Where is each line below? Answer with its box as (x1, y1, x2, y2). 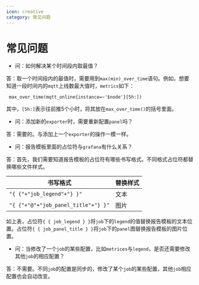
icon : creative (6, 8, 44, 15)
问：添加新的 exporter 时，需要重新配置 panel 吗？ (14, 118, 133, 125)
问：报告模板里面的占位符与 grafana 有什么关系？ (14, 143, 132, 150)
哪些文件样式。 (11, 163, 48, 170)
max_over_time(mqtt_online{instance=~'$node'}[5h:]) (8, 94, 143, 100)
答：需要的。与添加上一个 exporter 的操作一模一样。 (6, 131, 132, 138)
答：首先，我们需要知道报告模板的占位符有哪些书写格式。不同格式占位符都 (6, 156, 188, 163)
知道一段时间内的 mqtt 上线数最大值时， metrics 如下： (6, 83, 135, 90)
